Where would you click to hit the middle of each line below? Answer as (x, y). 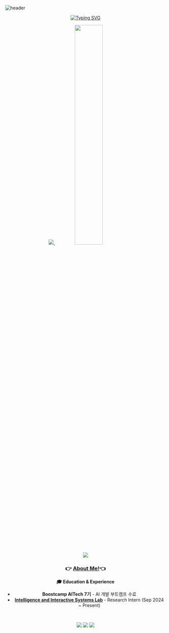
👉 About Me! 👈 (86, 568)
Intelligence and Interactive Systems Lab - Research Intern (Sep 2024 (89, 600)
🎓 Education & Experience (86, 582)
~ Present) (89, 605)
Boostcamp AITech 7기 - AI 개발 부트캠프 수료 (89, 594)
